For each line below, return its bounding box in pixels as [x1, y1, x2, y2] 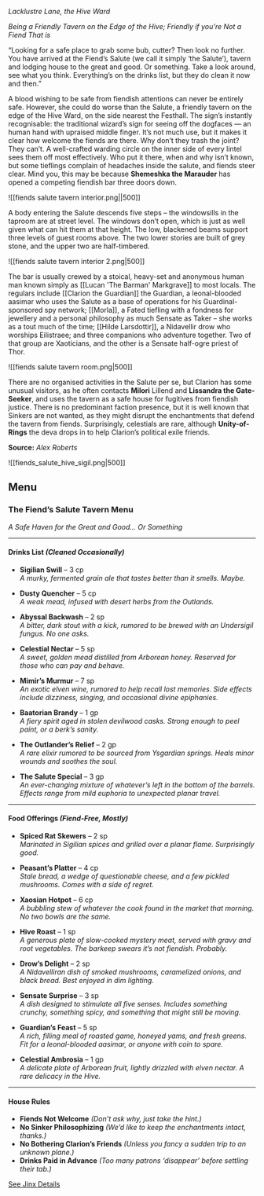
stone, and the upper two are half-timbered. [8, 241, 150, 251]
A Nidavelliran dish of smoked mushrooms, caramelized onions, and [19, 967, 241, 977]
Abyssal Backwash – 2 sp [19, 612, 104, 622]
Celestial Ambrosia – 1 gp [19, 1055, 104, 1064]
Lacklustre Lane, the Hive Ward [8, 7, 111, 16]
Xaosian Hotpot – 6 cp [19, 895, 93, 904]
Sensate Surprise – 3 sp [19, 991, 100, 1000]
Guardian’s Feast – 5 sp [19, 1023, 97, 1033]
